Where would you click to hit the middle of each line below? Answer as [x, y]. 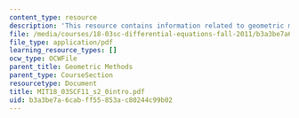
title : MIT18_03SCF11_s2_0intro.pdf [77, 91]
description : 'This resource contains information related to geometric [147, 26]
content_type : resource [53, 17]
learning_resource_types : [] [63, 51]
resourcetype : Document [53, 83]
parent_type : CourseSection [61, 75]
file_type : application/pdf [61, 42]
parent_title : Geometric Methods [71, 67]
